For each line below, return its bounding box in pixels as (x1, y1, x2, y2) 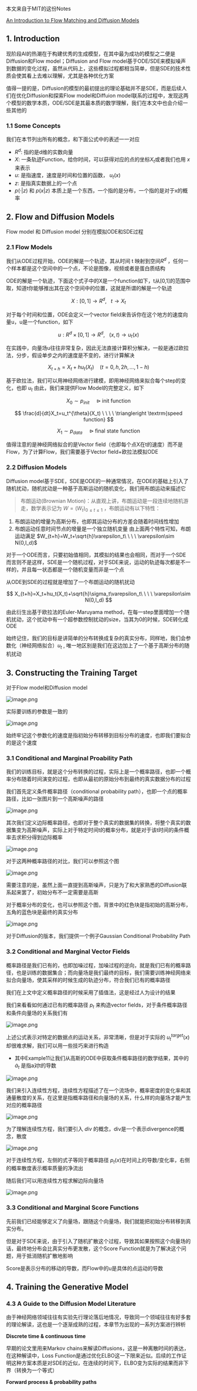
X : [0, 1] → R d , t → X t (71, 296, 126, 306)
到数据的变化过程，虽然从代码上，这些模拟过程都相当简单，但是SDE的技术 (6, 65, 186, 72)
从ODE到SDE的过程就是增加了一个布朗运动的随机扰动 (6, 579, 135, 586)
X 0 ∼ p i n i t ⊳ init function (66, 397, 131, 406)
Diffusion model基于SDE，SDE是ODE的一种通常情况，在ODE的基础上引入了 (6, 477, 189, 484)
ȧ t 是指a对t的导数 (14, 1062, 57, 1070)
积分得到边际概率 (21, 834, 63, 841)
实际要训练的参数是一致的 (6, 708, 68, 715)
